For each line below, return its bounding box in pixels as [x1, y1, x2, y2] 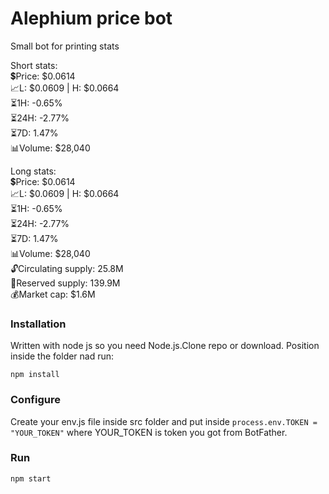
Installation [10, 317, 67, 331]
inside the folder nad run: [10, 350, 115, 362]
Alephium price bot [10, 7, 173, 30]
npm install [10, 370, 60, 380]
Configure [10, 393, 61, 407]
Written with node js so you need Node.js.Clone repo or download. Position [10, 340, 320, 352]
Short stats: [10, 59, 58, 71]
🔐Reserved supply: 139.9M [10, 277, 121, 289]
